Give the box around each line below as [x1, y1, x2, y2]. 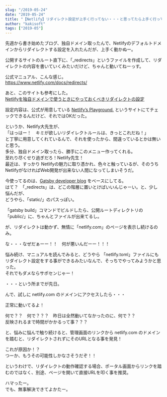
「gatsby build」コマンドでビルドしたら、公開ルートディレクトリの [5, 207, 143, 213]
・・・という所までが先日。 [5, 281, 62, 287]
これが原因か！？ [5, 347, 40, 353]
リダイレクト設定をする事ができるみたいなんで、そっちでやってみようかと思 [5, 258, 162, 264]
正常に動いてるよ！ [5, 302, 45, 308]
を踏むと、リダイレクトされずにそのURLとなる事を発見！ [5, 336, 123, 342]
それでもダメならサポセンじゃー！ [5, 270, 75, 276]
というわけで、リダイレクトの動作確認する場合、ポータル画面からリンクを [5, 363, 158, 370]
